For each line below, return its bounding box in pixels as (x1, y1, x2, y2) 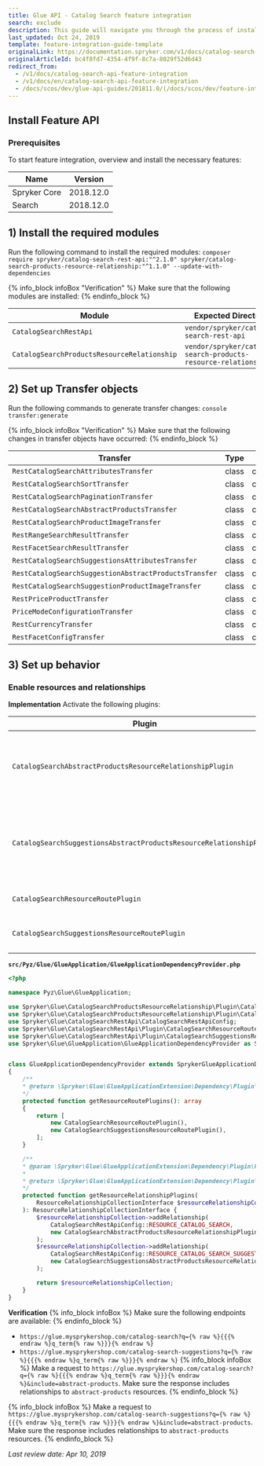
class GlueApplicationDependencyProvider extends (8, 1061, 174, 1068)
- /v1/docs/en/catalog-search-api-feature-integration (15, 77, 199, 85)
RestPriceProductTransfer (12, 594, 109, 603)
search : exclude (8, 19, 61, 27)
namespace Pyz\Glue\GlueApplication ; (8, 989, 132, 997)
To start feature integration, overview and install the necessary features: (8, 155, 242, 165)
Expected (193, 310, 230, 321)
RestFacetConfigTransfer (12, 632, 105, 641)
